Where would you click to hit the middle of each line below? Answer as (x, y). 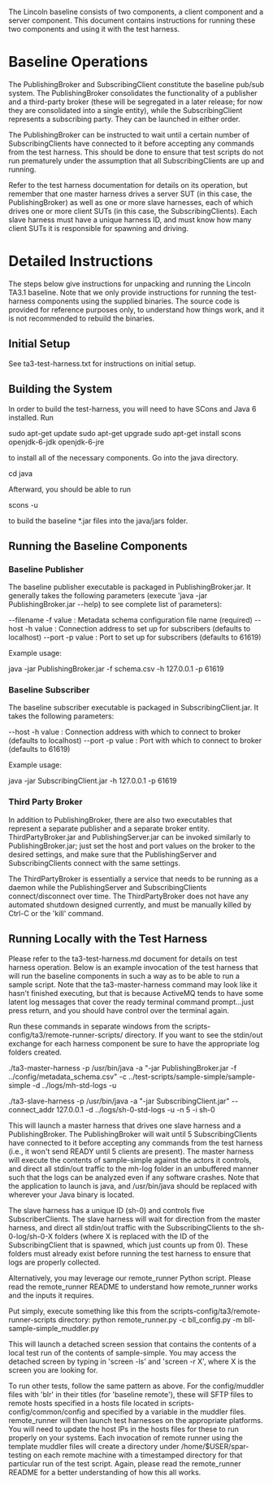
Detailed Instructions (81, 262)
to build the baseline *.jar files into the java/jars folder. (98, 521)
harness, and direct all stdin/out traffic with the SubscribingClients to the (130, 1227)
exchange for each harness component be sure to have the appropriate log (134, 1043)
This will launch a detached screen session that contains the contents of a (132, 1344)
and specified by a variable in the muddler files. (167, 1412)
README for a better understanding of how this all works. (105, 1472)
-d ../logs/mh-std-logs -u (74, 1085)
